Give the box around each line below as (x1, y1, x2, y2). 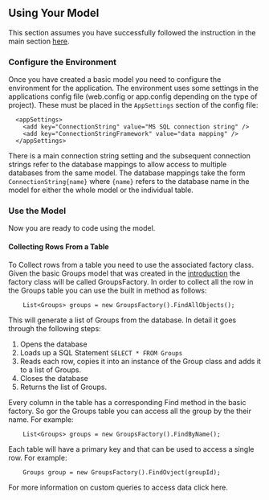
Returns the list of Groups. (19, 382, 108, 391)
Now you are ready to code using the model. (8, 223, 156, 233)
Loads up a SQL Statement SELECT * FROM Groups (19, 347, 183, 357)
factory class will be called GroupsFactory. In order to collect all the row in (8, 277, 254, 286)
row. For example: (8, 453, 67, 462)
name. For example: (8, 414, 74, 424)
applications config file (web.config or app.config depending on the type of (8, 92, 258, 101)
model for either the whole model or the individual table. (8, 185, 194, 195)
